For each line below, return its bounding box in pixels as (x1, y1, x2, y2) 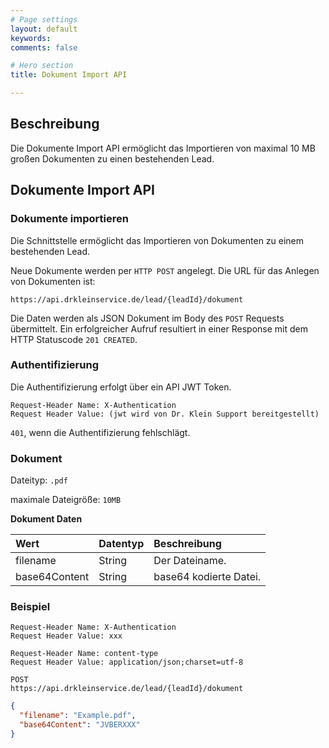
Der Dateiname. (153, 554, 227, 568)
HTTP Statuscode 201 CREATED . (10, 333, 138, 345)
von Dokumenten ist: (10, 275, 96, 287)
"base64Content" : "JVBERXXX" (19, 720, 141, 730)
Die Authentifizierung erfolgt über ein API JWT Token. (10, 381, 232, 393)
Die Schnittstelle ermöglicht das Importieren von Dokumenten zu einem (10, 234, 305, 246)
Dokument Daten (10, 513, 83, 525)
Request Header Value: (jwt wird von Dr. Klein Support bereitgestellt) (10, 409, 320, 419)
